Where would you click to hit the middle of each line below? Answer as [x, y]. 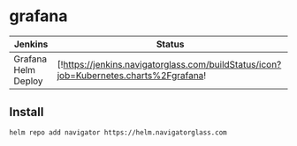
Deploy [28, 81]
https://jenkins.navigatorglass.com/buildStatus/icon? [172, 64]
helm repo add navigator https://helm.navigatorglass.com [118, 132]
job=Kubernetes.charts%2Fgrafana [130, 75]
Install [27, 112]
